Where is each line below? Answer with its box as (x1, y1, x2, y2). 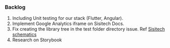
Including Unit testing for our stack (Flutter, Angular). (12, 15, 124, 21)
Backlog (5, 4, 26, 11)
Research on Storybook (12, 37, 62, 43)
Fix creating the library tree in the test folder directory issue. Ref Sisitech (12, 26, 165, 32)
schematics (12, 32, 37, 38)
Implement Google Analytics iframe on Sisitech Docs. (12, 20, 125, 27)
